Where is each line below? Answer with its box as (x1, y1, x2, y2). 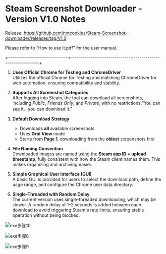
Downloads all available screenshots (19, 125, 95, 131)
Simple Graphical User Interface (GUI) (12, 171, 92, 177)
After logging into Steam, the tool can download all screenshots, (12, 95, 144, 101)
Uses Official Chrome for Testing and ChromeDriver (12, 69, 121, 75)
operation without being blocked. (12, 212, 80, 218)
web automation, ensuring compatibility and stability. (12, 80, 120, 86)
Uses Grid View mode (19, 130, 65, 136)
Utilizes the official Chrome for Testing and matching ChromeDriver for (12, 74, 157, 80)
